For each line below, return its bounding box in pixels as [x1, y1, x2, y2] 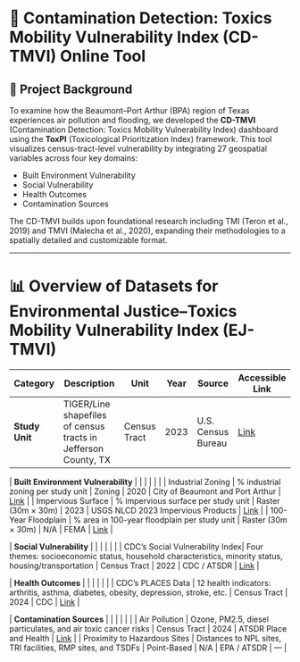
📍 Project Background [9, 81, 133, 96]
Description [63, 377, 115, 390]
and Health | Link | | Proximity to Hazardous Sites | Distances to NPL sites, [9, 633, 282, 643]
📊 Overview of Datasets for [9, 276, 219, 297]
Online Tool [59, 46, 146, 66]
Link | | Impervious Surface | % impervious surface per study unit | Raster [9, 495, 280, 506]
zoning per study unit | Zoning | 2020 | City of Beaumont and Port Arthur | [9, 486, 281, 497]
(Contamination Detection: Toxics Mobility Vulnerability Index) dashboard [9, 124, 279, 135]
